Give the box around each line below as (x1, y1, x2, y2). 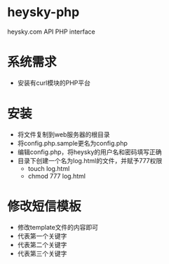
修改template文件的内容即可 (17, 223, 99, 231)
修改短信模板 (7, 199, 82, 214)
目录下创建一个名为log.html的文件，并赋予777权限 (17, 156, 163, 165)
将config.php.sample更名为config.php (17, 139, 128, 147)
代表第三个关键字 (17, 249, 67, 258)
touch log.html (27, 164, 70, 172)
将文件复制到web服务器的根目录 (17, 130, 110, 139)
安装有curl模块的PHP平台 (17, 78, 91, 87)
